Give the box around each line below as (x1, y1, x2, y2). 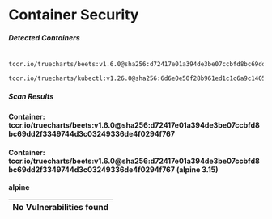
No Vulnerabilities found (12, 202, 109, 213)
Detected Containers (8, 32, 81, 42)
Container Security (8, 6, 139, 24)
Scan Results (8, 91, 54, 101)
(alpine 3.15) (176, 164, 219, 175)
